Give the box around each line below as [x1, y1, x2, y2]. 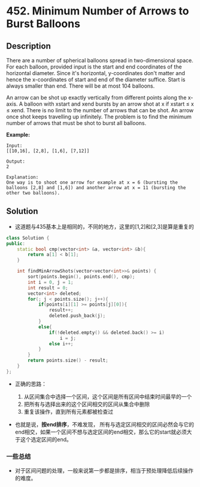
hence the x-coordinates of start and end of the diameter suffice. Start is [6, 76, 186, 83]
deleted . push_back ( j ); [49, 313, 106, 319]
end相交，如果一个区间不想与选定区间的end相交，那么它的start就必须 [14, 428, 187, 435]
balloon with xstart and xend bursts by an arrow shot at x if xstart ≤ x [23, 100, 195, 107]
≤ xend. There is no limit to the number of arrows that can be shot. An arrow [6, 107, 194, 113]
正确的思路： [14, 380, 47, 387]
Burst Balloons [6, 17, 81, 31]
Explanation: [6, 174, 39, 180]
